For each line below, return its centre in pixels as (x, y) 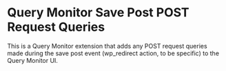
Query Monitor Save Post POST (98, 13)
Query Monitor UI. (33, 60)
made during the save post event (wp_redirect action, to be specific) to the (113, 53)
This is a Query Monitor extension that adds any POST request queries (107, 46)
